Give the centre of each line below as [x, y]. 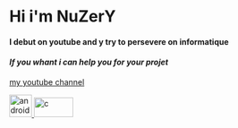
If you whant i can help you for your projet [89, 62]
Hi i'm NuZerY [63, 17]
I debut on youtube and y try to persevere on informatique [119, 41]
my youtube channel [47, 81]
